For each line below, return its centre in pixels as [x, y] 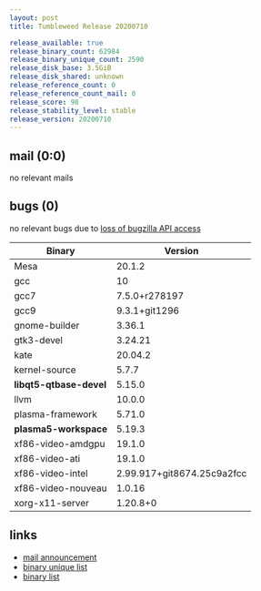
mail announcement [60, 557]
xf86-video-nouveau [60, 488]
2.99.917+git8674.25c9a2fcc [181, 473]
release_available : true [56, 43]
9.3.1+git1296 [148, 311]
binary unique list [55, 566]
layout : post [34, 18]
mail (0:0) [38, 156]
